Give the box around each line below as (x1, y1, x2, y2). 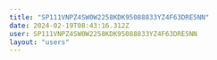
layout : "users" (9, 37, 70, 47)
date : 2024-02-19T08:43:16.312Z (9, 21, 129, 30)
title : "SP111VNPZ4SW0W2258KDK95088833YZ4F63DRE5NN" (9, 12, 210, 22)
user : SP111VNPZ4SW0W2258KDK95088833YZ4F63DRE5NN (9, 29, 198, 38)
